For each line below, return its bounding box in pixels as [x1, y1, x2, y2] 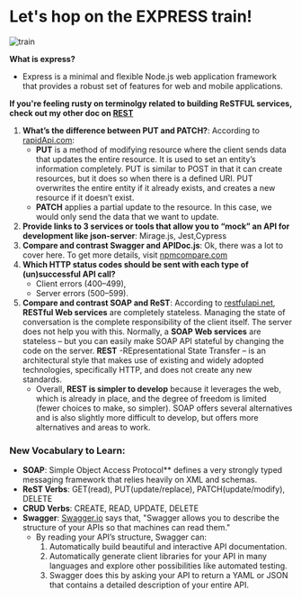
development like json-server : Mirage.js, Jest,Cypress [22, 230, 227, 241]
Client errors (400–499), [35, 277, 127, 289]
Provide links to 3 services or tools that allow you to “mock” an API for [22, 221, 290, 231]
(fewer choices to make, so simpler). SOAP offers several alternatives [35, 403, 293, 413]
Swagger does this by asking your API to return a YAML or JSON [49, 570, 289, 581]
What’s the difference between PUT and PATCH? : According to [22, 124, 261, 136]
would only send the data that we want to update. [35, 211, 219, 222]
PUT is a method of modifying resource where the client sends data [35, 144, 288, 155]
